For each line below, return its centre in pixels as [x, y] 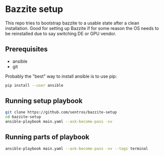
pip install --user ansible [34, 85]
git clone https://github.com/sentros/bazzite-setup [61, 112]
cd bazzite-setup [23, 117]
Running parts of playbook [47, 137]
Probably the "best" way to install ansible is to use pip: [61, 76]
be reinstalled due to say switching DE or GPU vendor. [61, 33]
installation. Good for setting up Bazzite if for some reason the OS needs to [82, 28]
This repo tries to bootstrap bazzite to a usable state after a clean [72, 23]
